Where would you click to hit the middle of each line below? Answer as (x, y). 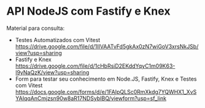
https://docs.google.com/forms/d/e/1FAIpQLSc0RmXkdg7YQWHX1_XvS (106, 92)
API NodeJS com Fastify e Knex (88, 11)
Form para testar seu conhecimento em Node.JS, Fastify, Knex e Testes (106, 79)
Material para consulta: (36, 28)
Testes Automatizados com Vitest (58, 40)
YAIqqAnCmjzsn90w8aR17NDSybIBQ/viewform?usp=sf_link (91, 98)
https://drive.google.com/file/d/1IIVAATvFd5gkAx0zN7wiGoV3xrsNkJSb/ (107, 46)
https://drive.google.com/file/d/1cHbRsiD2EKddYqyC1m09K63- (95, 66)
